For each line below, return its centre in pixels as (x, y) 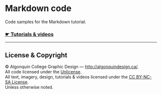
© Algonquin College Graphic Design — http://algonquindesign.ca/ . (72, 67)
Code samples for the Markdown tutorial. (46, 22)
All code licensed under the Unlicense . (43, 72)
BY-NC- (144, 77)
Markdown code (38, 8)
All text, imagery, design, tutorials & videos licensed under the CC (70, 77)
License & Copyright (36, 55)
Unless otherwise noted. (29, 87)
